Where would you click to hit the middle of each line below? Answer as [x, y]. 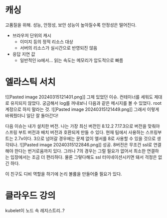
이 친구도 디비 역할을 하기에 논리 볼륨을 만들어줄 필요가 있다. [64, 174]
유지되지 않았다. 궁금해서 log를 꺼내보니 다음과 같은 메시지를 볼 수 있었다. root [86, 103]
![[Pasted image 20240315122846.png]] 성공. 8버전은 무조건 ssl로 [86, 145]
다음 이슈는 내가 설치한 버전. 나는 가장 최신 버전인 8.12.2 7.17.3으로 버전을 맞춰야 [83, 126]
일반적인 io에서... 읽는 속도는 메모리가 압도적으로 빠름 [72, 60]
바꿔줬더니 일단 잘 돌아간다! [32, 115]
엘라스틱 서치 [30, 82]
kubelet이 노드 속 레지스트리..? [35, 210]
